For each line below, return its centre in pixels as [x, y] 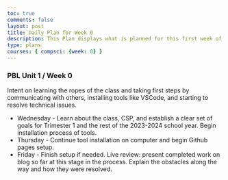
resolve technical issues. [42, 105]
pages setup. [36, 147]
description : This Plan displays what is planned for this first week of [115, 39]
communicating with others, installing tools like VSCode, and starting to [108, 98]
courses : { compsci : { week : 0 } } [55, 52]
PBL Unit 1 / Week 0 [40, 75]
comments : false [30, 20]
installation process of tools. [57, 133]
